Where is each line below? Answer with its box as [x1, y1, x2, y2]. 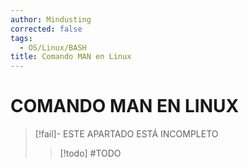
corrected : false [10, 24, 83, 34]
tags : [10, 33, 33, 43]
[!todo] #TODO [59, 147, 122, 160]
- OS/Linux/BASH [19, 42, 87, 53]
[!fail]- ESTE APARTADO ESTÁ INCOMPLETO [34, 128, 219, 140]
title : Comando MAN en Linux [10, 52, 132, 62]
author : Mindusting [10, 14, 92, 25]
